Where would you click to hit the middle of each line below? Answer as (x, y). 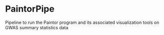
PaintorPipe (30, 9)
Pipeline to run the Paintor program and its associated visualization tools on (82, 22)
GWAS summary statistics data (37, 27)
